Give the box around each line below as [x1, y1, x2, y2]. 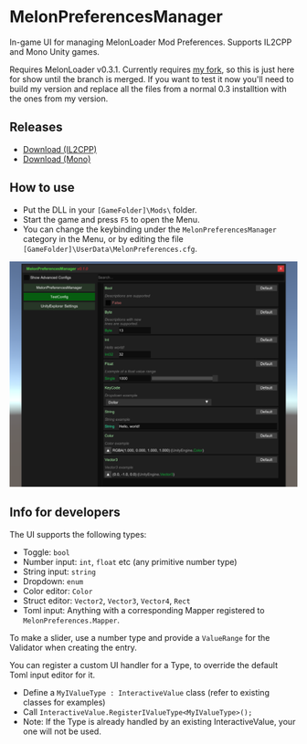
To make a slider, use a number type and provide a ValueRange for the [9, 632, 270, 643]
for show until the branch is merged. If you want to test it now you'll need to [9, 73, 294, 84]
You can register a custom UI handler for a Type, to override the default [9, 659, 279, 670]
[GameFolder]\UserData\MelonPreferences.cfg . [22, 243, 198, 254]
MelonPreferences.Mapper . [22, 614, 121, 625]
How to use [9, 180, 75, 195]
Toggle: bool [22, 546, 70, 558]
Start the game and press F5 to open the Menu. [22, 214, 200, 225]
